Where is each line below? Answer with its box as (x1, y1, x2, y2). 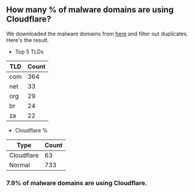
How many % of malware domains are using (6, 5, 174, 15)
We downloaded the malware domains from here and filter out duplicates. (6, 30, 189, 37)
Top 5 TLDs (14, 48, 44, 55)
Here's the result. (6, 36, 49, 44)
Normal (9, 161, 30, 169)
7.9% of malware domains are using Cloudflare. (6, 179, 148, 187)
